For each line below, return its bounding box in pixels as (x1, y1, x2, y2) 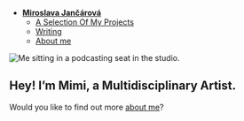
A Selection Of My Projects (35, 17, 135, 27)
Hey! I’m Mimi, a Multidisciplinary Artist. (9, 79, 237, 94)
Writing (35, 26, 62, 36)
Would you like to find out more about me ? (9, 102, 164, 112)
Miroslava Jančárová (21, 8, 102, 18)
